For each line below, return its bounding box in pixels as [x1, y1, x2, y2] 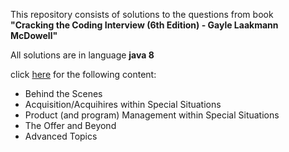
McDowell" [10, 30, 58, 41]
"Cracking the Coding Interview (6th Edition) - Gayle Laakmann [10, 19, 279, 31]
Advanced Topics [24, 130, 98, 142]
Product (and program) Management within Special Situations [24, 109, 280, 121]
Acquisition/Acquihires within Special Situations [24, 99, 222, 110]
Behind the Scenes [24, 88, 103, 99]
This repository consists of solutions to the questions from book [10, 9, 274, 20]
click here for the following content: [10, 69, 157, 80]
